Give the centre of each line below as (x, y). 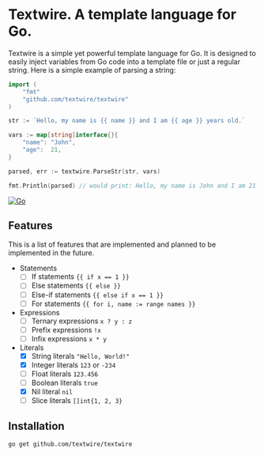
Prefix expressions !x (66, 330)
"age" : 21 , (42, 150)
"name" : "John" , (49, 143)
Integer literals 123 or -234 (74, 364)
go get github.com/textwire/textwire (70, 444)
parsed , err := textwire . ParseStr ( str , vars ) (84, 171)
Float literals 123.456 (65, 374)
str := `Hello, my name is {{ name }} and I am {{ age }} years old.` (127, 121)
